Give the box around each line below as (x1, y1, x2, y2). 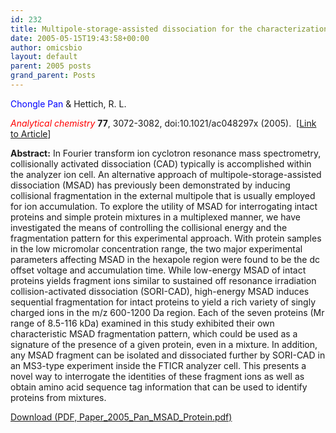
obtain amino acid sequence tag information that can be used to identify (10, 381, 308, 393)
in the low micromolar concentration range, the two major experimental (10, 242, 303, 255)
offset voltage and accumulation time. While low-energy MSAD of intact (10, 264, 307, 276)
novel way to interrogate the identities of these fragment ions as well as (10, 370, 305, 382)
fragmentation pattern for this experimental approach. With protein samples (10, 232, 322, 244)
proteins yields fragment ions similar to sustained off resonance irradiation (10, 274, 317, 286)
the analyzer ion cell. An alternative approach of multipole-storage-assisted (10, 168, 322, 180)
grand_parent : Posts (10, 71, 97, 81)
